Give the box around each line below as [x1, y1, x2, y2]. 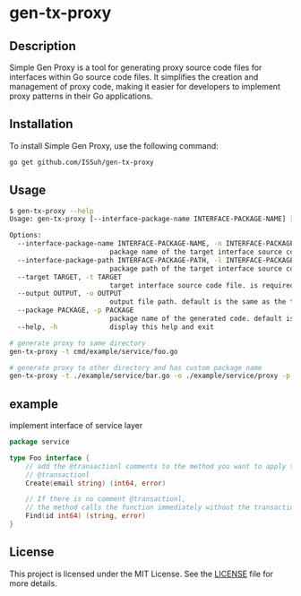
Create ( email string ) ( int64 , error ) [25, 479, 167, 488]
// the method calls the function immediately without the [25, 503, 251, 513]
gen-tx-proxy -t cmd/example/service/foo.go [9, 347, 178, 356]
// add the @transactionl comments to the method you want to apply [25, 462, 287, 471]
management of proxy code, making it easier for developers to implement [9, 82, 280, 91]
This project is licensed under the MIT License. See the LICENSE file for [9, 568, 274, 579]
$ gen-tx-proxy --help [9, 206, 94, 215]
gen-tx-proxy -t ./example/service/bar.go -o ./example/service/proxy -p [9, 371, 291, 381]
